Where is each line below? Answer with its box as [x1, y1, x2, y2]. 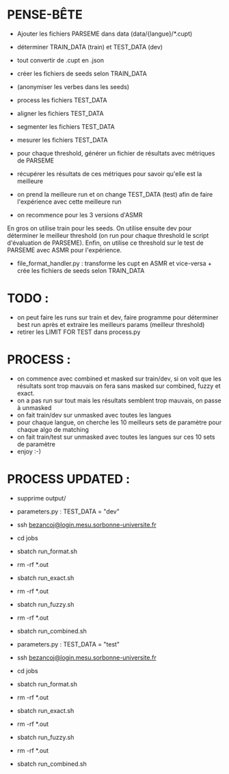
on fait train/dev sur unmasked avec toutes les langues [16, 411, 172, 419]
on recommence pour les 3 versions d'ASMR [16, 210, 143, 219]
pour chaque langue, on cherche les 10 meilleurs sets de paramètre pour [16, 418, 222, 426]
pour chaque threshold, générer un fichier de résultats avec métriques [16, 149, 215, 157]
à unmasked [16, 403, 52, 411]
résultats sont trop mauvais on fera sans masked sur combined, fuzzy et [16, 381, 221, 390]
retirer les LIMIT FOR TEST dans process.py [16, 328, 141, 336]
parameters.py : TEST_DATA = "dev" [16, 507, 120, 516]
